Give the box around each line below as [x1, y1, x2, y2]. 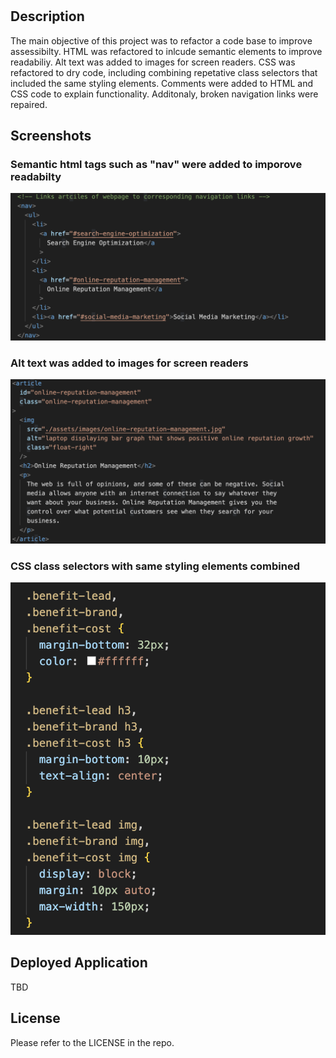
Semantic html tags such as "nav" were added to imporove [10, 157, 303, 171]
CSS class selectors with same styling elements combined [10, 559, 300, 573]
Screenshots [10, 128, 92, 144]
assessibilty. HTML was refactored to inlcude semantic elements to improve [10, 45, 323, 57]
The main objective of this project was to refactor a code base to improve [10, 34, 313, 47]
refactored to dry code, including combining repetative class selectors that [10, 66, 318, 78]
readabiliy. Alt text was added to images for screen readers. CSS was [10, 56, 296, 68]
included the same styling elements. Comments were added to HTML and [10, 77, 314, 89]
